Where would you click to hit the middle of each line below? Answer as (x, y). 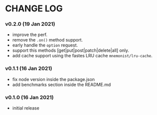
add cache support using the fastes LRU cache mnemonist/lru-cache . (82, 56)
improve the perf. (30, 35)
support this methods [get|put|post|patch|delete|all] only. (71, 50)
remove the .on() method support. (47, 40)
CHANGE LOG (34, 9)
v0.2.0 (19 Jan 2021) (30, 24)
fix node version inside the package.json (54, 79)
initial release (26, 108)
